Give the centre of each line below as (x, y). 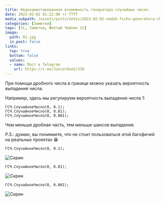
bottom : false (24, 55)
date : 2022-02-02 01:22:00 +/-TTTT (41, 14)
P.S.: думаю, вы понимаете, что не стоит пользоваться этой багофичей (80, 134)
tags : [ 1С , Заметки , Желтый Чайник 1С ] (46, 28)
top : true (19, 51)
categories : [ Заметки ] (28, 23)
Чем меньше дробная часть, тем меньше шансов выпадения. (70, 125)
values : (17, 60)
